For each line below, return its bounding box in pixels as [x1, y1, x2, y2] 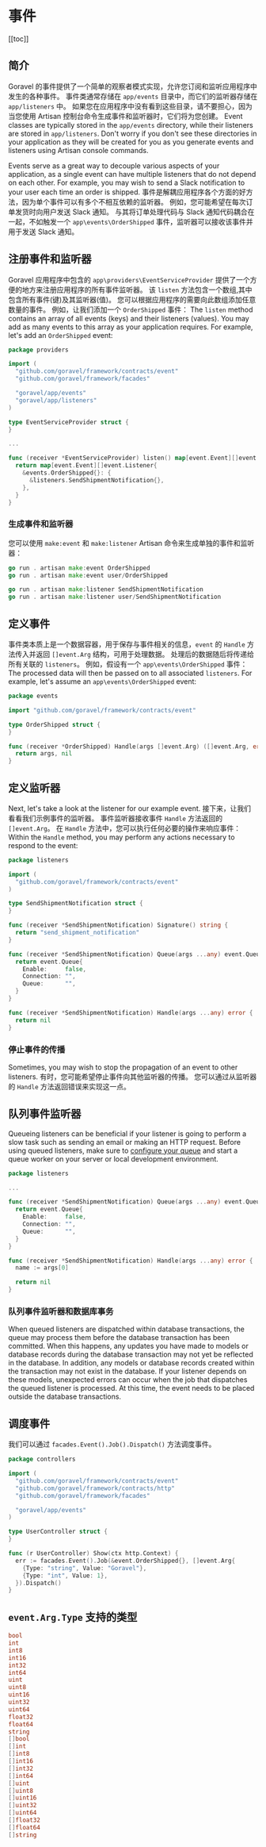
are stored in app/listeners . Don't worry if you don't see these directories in [8, 129, 257, 138]
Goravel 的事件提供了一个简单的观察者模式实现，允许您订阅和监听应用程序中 [8, 81, 257, 91]
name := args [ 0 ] [15, 1264, 69, 1272]
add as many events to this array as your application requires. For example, [8, 322, 253, 332]
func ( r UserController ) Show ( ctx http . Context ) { [8, 1549, 179, 1557]
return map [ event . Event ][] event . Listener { [15, 462, 158, 470]
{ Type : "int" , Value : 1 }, [22, 1572, 108, 1580]
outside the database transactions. [8, 1392, 121, 1401]
